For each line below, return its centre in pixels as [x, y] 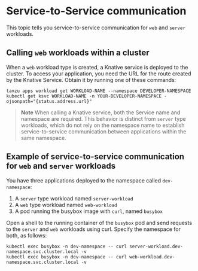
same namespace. [44, 138]
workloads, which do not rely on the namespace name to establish [103, 125]
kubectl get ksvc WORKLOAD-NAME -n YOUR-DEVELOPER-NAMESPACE [84, 96]
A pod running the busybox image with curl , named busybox [89, 211]
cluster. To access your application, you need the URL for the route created [99, 74]
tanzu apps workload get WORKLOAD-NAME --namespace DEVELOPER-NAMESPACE [99, 91]
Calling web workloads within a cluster [78, 53]
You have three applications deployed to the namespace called [84, 180]
